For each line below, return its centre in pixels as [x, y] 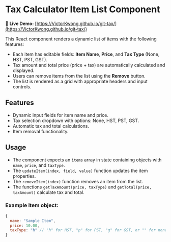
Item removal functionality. [40, 131]
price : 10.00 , [25, 226]
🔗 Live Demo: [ [21, 23]
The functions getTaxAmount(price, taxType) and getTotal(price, [82, 187]
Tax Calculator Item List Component [83, 9]
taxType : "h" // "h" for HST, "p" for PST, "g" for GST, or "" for [83, 230]
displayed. [23, 70]
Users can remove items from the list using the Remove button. [79, 76]
